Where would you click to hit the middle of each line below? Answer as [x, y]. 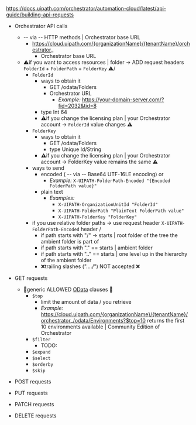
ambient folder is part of [70, 241]
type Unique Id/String [75, 149]
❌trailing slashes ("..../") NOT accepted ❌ [90, 266]
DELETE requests [35, 416]
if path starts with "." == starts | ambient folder [97, 248]
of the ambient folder [66, 260]
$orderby [43, 365]
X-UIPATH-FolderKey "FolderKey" [98, 217]
